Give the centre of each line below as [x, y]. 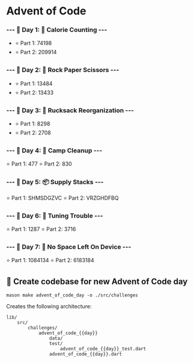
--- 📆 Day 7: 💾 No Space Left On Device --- [69, 247]
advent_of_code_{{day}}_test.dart [103, 349]
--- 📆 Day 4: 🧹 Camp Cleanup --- [54, 150]
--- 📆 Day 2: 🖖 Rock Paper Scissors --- [63, 70]
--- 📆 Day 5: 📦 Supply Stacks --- [55, 182]
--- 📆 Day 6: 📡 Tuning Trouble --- [55, 215]
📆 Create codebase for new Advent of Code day [97, 281]
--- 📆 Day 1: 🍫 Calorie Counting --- [57, 30]
